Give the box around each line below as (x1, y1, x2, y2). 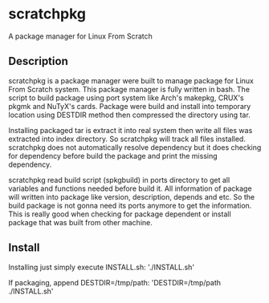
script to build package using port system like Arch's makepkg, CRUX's (8, 93, 244, 103)
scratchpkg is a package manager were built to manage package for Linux (8, 75, 255, 85)
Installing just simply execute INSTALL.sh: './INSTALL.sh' (8, 262, 195, 272)
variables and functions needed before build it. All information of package (8, 184, 252, 193)
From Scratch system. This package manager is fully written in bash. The (8, 84, 251, 94)
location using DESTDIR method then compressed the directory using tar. (8, 110, 251, 119)
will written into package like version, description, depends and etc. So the (8, 192, 255, 201)
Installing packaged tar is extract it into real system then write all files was (8, 125, 253, 135)
